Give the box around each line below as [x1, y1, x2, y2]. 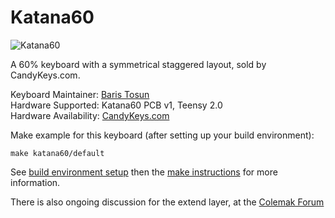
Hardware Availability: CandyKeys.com [10, 109, 170, 121]
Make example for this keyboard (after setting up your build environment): [10, 129, 315, 141]
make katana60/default [10, 148, 105, 158]
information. [10, 176, 61, 188]
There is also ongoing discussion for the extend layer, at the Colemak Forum [10, 196, 325, 208]
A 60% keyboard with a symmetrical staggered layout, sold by [10, 58, 267, 70]
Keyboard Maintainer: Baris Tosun [10, 88, 150, 100]
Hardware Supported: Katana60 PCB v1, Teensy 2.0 [10, 99, 223, 111]
